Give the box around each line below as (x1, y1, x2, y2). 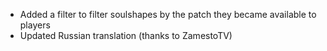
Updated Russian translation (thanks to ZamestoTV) (19, 30, 233, 41)
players (19, 19, 51, 31)
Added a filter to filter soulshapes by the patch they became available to (19, 9, 317, 20)
